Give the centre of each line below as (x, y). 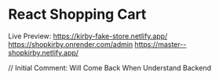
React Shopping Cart (77, 14)
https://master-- (161, 44)
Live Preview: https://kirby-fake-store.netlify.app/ (88, 36)
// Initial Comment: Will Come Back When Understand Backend (110, 67)
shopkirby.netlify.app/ (44, 52)
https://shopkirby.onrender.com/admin (71, 44)
